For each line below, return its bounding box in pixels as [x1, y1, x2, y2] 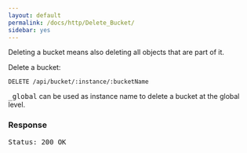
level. [8, 100, 26, 110]
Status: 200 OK [8, 137, 67, 146]
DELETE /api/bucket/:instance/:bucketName [8, 78, 149, 86]
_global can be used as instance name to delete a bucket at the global [8, 92, 240, 101]
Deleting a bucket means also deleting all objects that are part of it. [8, 48, 225, 57]
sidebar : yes [8, 26, 51, 34]
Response [8, 119, 47, 130]
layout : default [8, 11, 61, 20]
